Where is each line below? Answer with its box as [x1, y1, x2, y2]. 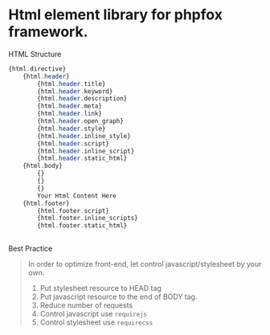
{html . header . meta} [37, 102, 103, 110]
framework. [8, 22, 88, 41]
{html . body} [22, 162, 63, 170]
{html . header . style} [37, 125, 106, 133]
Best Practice [8, 243, 53, 254]
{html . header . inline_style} [37, 132, 131, 140]
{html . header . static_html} [37, 154, 128, 162]
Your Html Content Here [37, 191, 117, 200]
